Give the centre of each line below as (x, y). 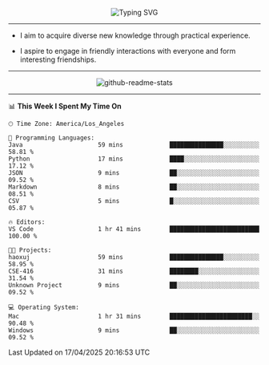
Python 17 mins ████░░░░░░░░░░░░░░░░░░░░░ (134, 159)
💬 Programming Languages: (51, 138)
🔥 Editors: (27, 222)
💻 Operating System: (44, 307)
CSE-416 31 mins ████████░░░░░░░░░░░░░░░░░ (134, 271)
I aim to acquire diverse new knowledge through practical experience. (135, 35)
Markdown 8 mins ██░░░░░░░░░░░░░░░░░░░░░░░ (134, 187)
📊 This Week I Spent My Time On (65, 106)
